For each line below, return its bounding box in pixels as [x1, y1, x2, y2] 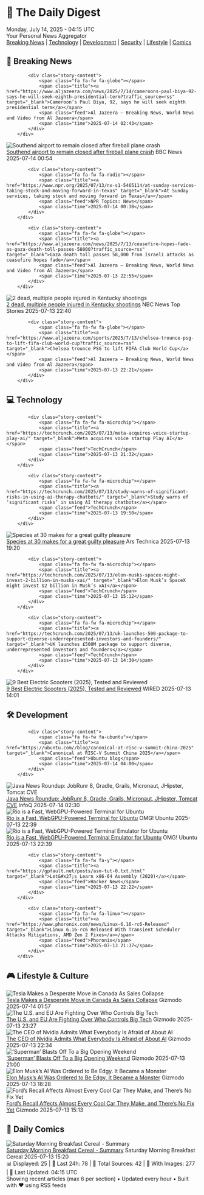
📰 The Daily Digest [6, 5, 101, 19]
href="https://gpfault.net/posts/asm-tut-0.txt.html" [6, 868, 146, 874]
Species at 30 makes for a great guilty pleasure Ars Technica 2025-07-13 [6, 538, 190, 545]
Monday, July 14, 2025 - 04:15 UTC [6, 26, 95, 33]
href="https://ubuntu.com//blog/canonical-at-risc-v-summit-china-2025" [6, 745, 194, 751]
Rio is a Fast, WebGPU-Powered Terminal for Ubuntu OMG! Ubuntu [6, 815, 174, 822]
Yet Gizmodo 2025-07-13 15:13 [6, 1106, 84, 1113]
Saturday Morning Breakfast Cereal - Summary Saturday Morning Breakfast [6, 1147, 195, 1154]
